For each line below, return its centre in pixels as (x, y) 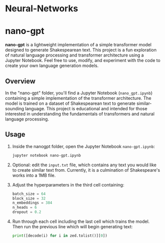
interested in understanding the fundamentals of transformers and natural (80, 114)
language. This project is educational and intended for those (86, 108)
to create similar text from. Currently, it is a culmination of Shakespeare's (86, 170)
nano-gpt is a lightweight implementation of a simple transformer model (78, 45)
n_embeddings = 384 (32, 203)
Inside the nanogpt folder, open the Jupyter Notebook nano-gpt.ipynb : (83, 146)
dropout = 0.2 (27, 212)
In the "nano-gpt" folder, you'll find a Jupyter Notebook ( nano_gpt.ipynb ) (79, 93)
